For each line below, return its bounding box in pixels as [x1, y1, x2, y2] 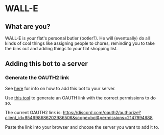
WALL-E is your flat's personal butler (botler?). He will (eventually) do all [5, 35, 150, 41]
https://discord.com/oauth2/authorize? [63, 109, 141, 115]
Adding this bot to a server [5, 59, 88, 68]
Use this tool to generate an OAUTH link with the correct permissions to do [5, 95, 156, 100]
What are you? [5, 22, 50, 31]
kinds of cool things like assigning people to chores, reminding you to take [5, 40, 155, 46]
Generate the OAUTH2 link [5, 74, 70, 81]
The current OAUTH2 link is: [5, 109, 62, 115]
